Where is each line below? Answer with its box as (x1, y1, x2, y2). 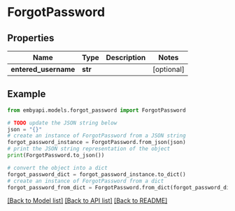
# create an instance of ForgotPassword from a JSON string (7, 132, 187, 140)
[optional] (152, 64, 185, 74)
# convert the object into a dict (7, 164, 108, 171)
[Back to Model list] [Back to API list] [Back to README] (7, 196, 168, 205)
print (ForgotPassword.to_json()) (7, 152, 105, 159)
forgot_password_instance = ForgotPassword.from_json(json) (7, 139, 187, 146)
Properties (7, 32, 55, 44)
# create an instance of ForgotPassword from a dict (7, 177, 164, 184)
